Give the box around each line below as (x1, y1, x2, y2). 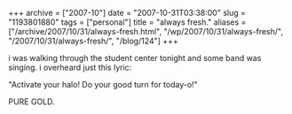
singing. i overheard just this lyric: (8, 62, 132, 72)
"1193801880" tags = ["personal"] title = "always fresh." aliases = (8, 17, 247, 27)
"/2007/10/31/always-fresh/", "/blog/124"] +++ (8, 35, 178, 46)
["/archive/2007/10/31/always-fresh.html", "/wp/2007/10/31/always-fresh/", (8, 27, 283, 36)
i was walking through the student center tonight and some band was (8, 53, 262, 63)
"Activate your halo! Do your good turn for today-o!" (8, 80, 199, 89)
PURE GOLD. (8, 96, 55, 107)
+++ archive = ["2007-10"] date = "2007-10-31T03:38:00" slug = (8, 8, 246, 18)
